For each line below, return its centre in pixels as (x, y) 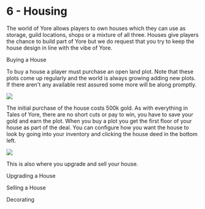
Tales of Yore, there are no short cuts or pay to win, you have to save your (100, 114)
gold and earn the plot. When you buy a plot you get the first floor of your (99, 121)
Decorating (21, 199)
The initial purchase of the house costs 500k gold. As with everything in (97, 108)
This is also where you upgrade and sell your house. (72, 164)
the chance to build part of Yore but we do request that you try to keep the (100, 41)
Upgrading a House (31, 175)
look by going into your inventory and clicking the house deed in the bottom (102, 134)
